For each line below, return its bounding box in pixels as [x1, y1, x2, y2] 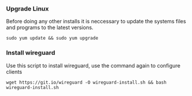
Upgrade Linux [6, 5, 49, 13]
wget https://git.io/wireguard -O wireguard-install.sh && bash [6, 79, 167, 86]
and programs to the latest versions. [6, 24, 94, 31]
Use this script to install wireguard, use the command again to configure [6, 62, 181, 69]
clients [6, 68, 22, 75]
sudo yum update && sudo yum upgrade [6, 35, 99, 41]
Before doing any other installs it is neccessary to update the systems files [6, 18, 186, 25]
